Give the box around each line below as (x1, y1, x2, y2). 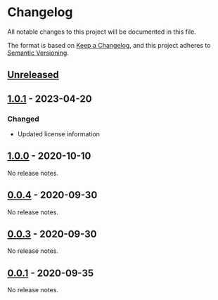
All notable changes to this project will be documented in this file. (7, 27, 197, 36)
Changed (7, 114, 40, 124)
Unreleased (7, 69, 60, 81)
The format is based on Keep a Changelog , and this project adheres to (7, 41, 211, 49)
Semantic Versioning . (7, 48, 69, 57)
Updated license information (17, 130, 101, 138)
